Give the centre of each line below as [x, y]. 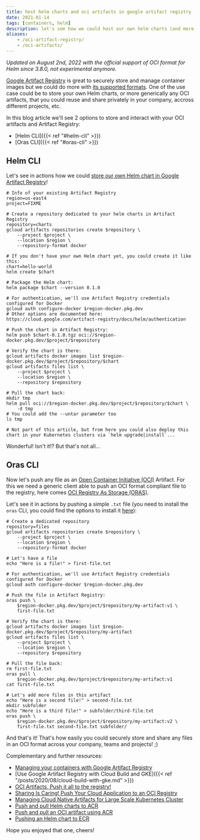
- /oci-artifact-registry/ [51, 40]
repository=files [28, 527]
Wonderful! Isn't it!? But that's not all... [53, 446]
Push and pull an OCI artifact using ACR [64, 812]
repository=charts [29, 224]
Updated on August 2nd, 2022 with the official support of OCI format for [96, 62]
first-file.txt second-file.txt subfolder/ [72, 726]
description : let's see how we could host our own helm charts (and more [100, 29]
